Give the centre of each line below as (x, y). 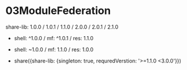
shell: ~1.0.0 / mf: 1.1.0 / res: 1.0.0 (54, 49)
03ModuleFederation (58, 11)
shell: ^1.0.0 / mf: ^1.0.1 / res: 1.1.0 (54, 38)
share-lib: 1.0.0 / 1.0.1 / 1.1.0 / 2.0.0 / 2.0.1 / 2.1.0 (62, 27)
